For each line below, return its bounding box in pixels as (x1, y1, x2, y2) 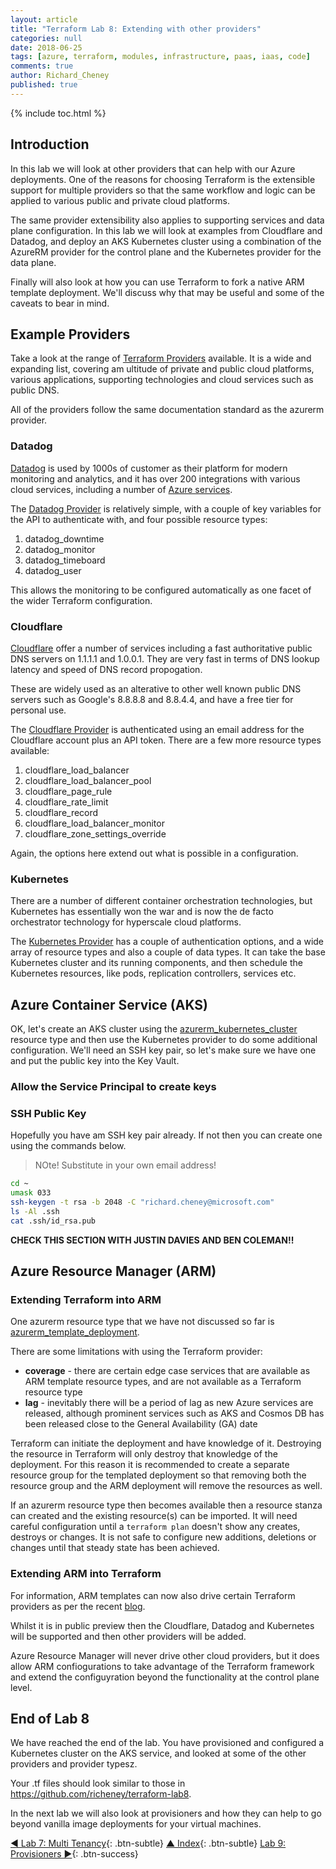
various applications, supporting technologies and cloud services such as (10, 374, 314, 386)
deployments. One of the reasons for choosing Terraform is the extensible (10, 173, 316, 185)
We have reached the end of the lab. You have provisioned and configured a (10, 1737, 325, 1749)
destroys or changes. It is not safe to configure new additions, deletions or (10, 1531, 317, 1543)
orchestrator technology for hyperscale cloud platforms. (10, 916, 242, 928)
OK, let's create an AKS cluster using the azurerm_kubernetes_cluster (10, 1023, 298, 1035)
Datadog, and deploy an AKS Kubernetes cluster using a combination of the (10, 235, 322, 247)
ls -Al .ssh (10, 1206, 60, 1216)
